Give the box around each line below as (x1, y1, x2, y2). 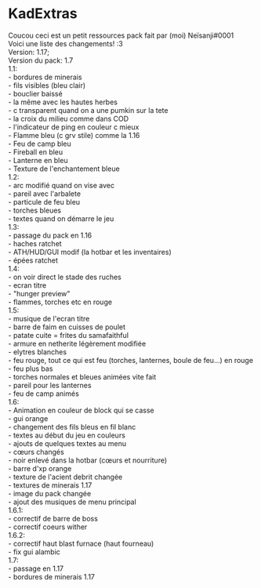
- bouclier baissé (8, 89, 63, 98)
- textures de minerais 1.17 (8, 480, 92, 490)
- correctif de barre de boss (8, 514, 98, 523)
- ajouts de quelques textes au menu (8, 438, 127, 448)
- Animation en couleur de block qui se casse (8, 405, 154, 415)
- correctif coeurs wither (8, 522, 88, 532)
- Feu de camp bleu (8, 139, 72, 148)
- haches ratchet (8, 238, 62, 248)
